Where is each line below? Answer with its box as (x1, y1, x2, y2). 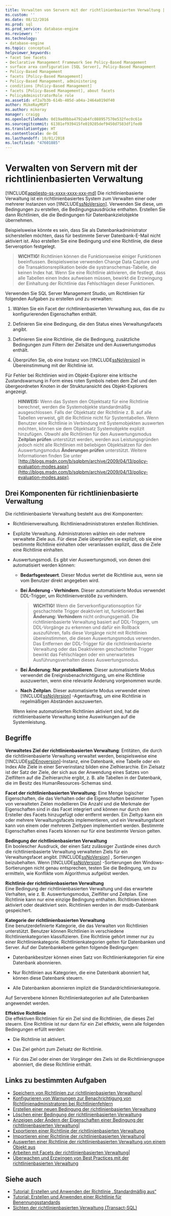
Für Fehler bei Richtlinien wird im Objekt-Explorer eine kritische (5, 372, 137, 378)
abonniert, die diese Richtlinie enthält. (12, 1061, 92, 1067)
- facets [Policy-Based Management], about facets (5, 88, 115, 93)
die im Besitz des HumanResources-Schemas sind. (5, 780, 112, 786)
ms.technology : (5, 36, 38, 41)
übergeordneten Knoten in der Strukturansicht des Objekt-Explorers (5, 383, 148, 390)
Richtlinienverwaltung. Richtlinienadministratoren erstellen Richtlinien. (12, 520, 159, 526)
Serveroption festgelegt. (5, 244, 56, 250)
